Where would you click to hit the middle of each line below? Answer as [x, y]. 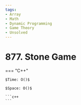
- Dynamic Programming [29, 23]
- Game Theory [20, 28]
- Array [13, 14]
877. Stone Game [41, 57]
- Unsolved [16, 33]
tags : [11, 10]
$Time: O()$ [17, 79]
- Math [12, 19]
